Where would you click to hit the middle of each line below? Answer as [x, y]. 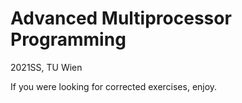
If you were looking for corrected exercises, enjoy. [114, 86]
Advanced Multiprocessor [121, 18]
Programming [68, 39]
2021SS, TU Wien [46, 67]
